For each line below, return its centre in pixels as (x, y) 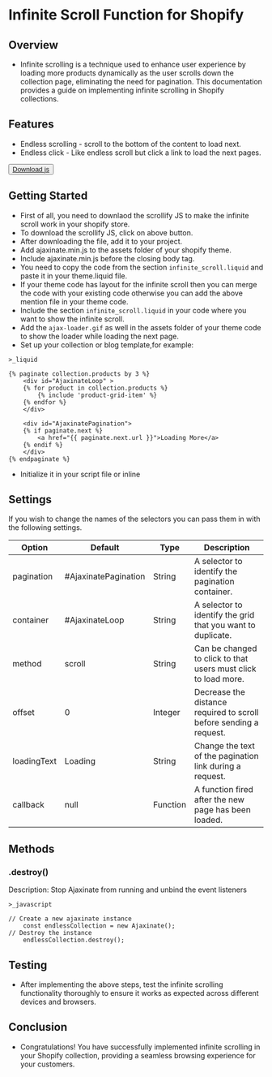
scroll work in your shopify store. (75, 224)
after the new (219, 799)
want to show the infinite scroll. (72, 319)
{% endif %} (43, 445)
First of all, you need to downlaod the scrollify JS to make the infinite (134, 215)
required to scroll (226, 713)
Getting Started (48, 196)
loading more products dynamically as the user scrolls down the (127, 73)
